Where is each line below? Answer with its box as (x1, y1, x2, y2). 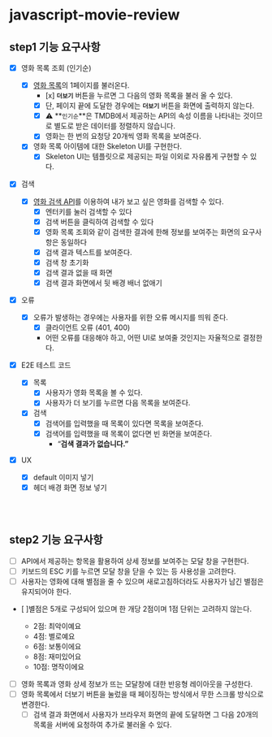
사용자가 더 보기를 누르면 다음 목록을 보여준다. (45, 398, 191, 408)
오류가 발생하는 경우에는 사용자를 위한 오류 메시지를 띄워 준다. (32, 313, 228, 323)
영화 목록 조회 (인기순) (20, 63, 92, 72)
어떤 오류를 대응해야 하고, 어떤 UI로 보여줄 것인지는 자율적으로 (45, 333, 241, 343)
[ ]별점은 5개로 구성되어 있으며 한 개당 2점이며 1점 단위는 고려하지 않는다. (20, 604, 253, 613)
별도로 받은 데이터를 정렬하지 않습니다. (54, 121, 175, 131)
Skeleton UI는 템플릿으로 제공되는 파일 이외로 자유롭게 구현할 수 (45, 152, 248, 162)
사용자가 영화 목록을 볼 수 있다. (45, 388, 143, 397)
